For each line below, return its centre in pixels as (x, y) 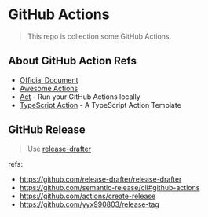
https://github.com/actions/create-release (88, 196)
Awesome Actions (49, 88)
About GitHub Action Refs (73, 61)
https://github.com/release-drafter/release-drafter (100, 179)
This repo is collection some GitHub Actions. (99, 36)
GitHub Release (47, 130)
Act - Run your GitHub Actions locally (80, 97)
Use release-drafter (59, 149)
